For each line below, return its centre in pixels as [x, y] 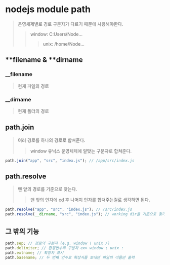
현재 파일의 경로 [33, 86]
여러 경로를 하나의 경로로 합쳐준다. [51, 140]
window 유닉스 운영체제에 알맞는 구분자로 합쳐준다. [81, 151]
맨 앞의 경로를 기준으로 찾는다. [47, 189]
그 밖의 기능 [22, 231]
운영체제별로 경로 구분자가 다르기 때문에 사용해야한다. [70, 24]
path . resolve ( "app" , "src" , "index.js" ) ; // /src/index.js [69, 210]
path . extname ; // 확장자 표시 [34, 253]
